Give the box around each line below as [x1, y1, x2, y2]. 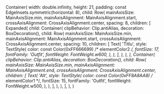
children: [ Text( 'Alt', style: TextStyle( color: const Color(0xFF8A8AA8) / [5, 73, 153, 78]
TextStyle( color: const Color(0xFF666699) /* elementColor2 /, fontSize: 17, [5, 47, 160, 52]
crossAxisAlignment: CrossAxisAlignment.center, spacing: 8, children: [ [5, 20, 151, 26]
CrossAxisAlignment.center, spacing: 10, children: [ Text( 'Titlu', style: [5, 41, 147, 47]
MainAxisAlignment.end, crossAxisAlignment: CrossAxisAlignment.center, [5, 67, 157, 73]
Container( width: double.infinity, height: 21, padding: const [5, 4, 127, 10]
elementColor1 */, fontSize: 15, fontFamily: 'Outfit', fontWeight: [5, 78, 132, 84]
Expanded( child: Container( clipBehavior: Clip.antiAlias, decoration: [5, 25, 144, 31]
